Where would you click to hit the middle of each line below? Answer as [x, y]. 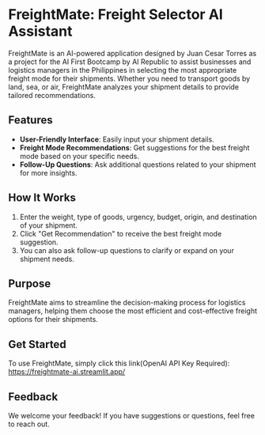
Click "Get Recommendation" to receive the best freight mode [121, 233]
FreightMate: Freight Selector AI [115, 15]
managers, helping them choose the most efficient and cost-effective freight [133, 311]
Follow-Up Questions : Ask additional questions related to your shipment [138, 165]
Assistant [40, 31]
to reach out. [29, 424]
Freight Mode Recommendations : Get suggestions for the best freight [134, 147]
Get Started [37, 344]
